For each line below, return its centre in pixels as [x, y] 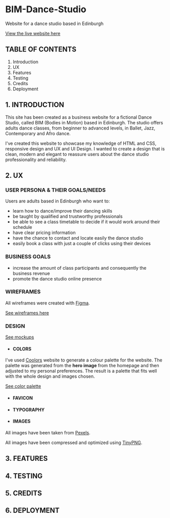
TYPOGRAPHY [29, 409]
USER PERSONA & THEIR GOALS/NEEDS [55, 190]
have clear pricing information [44, 232]
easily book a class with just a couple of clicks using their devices [82, 244]
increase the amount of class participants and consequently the [79, 268]
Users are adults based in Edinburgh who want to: [58, 201]
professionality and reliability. [36, 160]
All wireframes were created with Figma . [48, 303]
